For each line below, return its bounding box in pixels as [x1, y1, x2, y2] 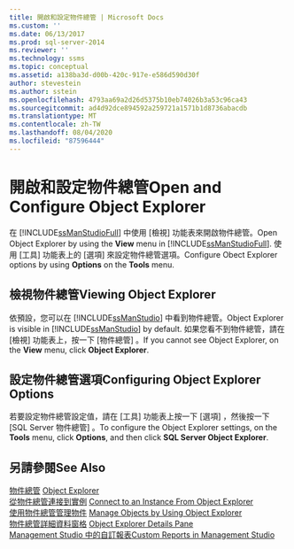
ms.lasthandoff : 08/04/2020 [9, 128, 113, 137]
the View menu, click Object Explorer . [9, 344, 150, 355]
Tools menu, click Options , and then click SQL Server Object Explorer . [9, 432, 269, 443]
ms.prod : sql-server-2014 [9, 37, 104, 47]
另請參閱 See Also [9, 460, 106, 475]
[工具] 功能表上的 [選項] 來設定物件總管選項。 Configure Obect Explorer [19, 249, 278, 259]
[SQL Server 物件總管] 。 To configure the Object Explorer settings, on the [9, 422, 277, 433]
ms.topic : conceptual [9, 63, 89, 72]
